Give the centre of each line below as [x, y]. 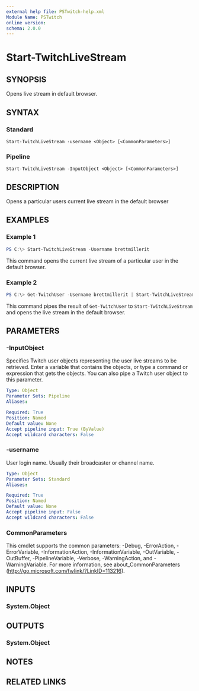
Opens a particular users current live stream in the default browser [87, 201]
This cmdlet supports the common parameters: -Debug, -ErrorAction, [91, 546]
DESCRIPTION [33, 187]
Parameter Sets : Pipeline [38, 396]
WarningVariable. [27, 564]
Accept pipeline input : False [44, 512]
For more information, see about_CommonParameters [115, 564]
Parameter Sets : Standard [38, 479]
